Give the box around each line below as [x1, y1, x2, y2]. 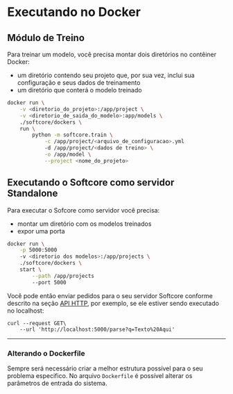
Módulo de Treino [7, 32, 85, 44]
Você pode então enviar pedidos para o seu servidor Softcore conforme [7, 291, 213, 299]
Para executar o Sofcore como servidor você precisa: [7, 206, 160, 214]
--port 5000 [32, 279, 67, 286]
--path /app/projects [32, 272, 95, 279]
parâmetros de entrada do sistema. [7, 379, 107, 387]
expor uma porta [17, 227, 65, 235]
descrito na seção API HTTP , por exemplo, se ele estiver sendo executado [7, 299, 220, 307]
